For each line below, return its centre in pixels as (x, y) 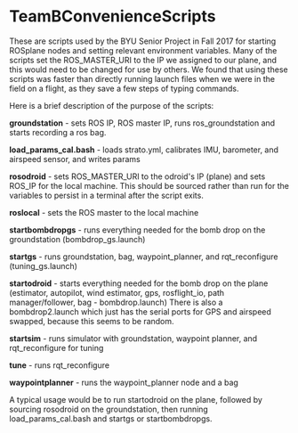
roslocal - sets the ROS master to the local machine (104, 212)
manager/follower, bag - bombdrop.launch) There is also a (116, 302)
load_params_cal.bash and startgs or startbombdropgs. (111, 418)
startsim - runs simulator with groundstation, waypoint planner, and (133, 338)
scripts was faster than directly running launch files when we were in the (142, 78)
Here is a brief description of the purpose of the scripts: (112, 105)
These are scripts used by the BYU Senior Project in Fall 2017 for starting (143, 41)
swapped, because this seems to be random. (92, 321)
